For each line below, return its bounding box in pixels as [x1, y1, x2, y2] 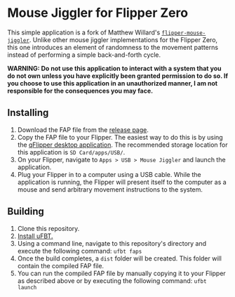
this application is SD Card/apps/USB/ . [17, 147, 126, 156]
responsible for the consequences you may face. [7, 86, 153, 95]
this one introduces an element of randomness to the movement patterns [7, 43, 219, 51]
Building [7, 206, 44, 218]
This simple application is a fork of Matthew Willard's [7, 28, 161, 37]
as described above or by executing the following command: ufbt [17, 276, 207, 285]
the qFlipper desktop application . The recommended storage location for [17, 140, 228, 149]
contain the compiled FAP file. [17, 261, 104, 270]
